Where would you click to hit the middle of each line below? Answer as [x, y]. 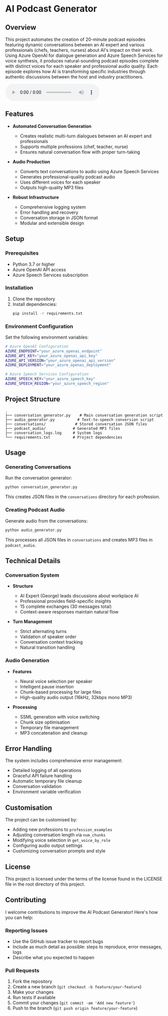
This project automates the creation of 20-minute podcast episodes [75, 39]
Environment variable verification [47, 792]
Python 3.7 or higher [34, 264]
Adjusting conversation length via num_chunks [59, 835]
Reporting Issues [26, 930]
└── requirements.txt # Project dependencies [64, 437]
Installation [19, 288]
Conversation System [32, 575]
